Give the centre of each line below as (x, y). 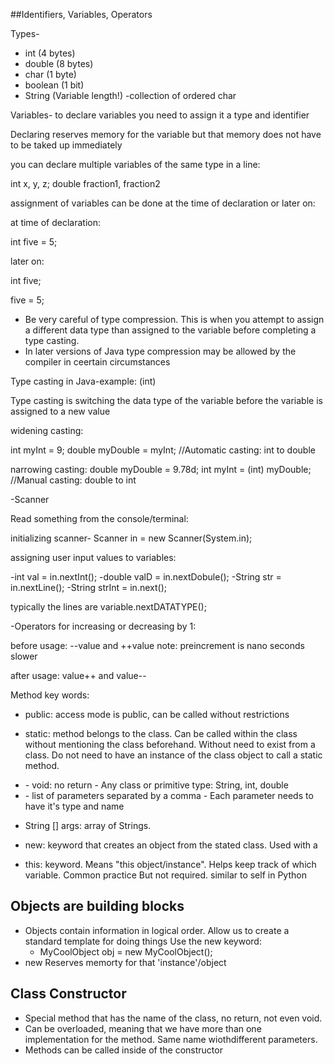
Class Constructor (68, 994)
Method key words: (50, 695)
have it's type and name (74, 806)
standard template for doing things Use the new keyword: (143, 941)
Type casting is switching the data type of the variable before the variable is (166, 400)
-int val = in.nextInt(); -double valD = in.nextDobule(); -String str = (146, 577)
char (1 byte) (50, 74)
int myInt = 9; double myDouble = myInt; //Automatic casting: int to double (163, 450)
